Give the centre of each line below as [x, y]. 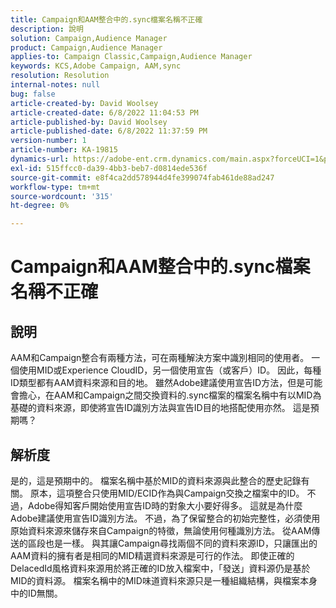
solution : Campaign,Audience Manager [89, 38]
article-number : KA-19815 [64, 150]
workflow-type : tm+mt [55, 187]
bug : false [33, 94]
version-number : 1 [48, 141]
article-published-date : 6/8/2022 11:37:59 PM [109, 131]
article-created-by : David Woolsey [84, 103]
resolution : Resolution [60, 76]
